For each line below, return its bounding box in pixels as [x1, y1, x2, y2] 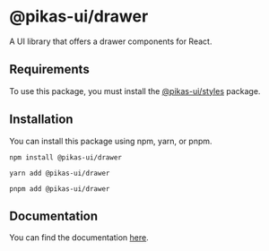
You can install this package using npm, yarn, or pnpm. [9, 135, 213, 146]
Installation [9, 112, 74, 127]
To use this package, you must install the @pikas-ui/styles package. [9, 85, 261, 96]
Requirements [9, 62, 90, 77]
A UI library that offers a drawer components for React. [9, 36, 213, 47]
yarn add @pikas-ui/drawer [9, 169, 110, 177]
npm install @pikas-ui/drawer [9, 152, 123, 162]
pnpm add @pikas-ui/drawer [9, 184, 110, 194]
